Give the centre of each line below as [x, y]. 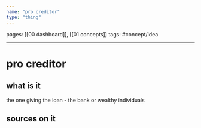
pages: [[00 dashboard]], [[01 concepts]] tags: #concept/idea [82, 34]
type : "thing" [24, 17]
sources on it [31, 119]
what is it [23, 86]
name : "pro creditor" [33, 12]
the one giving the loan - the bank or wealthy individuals [75, 100]
